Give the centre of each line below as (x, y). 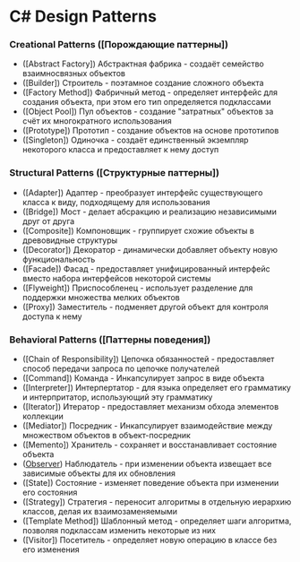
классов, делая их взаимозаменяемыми (99, 512)
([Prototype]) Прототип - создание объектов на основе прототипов (150, 131)
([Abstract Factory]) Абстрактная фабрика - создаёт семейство (143, 64)
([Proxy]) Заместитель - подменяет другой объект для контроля (145, 307)
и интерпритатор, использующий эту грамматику (117, 397)
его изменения (51, 549)
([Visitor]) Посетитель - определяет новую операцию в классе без (150, 540)
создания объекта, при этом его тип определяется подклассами (146, 102)
